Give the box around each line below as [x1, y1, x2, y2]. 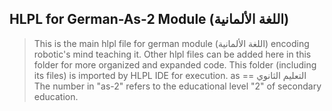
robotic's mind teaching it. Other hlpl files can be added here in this [33, 48, 312, 60]
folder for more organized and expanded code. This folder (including [33, 58, 317, 71]
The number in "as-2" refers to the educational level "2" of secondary [33, 80, 322, 92]
